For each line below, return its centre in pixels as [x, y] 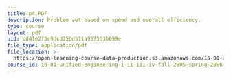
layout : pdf [24, 33]
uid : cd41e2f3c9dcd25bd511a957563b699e [64, 39]
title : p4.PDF [27, 13]
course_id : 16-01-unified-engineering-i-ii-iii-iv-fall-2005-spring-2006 [115, 65]
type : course [26, 26]
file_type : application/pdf [47, 45]
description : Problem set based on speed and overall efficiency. [104, 20]
